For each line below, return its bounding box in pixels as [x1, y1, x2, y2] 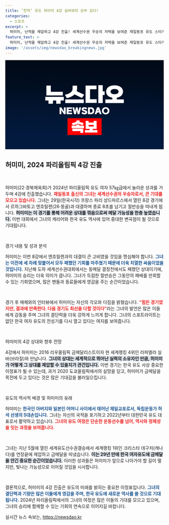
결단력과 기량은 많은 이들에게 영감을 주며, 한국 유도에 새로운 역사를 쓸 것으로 [5, 491, 152, 497]
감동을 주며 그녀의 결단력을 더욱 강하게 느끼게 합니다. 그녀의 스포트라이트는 [14, 312, 161, 318]
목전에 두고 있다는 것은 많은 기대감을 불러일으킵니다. [5, 374, 107, 380]
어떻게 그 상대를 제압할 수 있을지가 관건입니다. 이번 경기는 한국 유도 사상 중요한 [10, 362, 163, 368]
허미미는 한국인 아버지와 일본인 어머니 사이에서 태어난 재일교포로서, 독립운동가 [5, 406, 157, 412]
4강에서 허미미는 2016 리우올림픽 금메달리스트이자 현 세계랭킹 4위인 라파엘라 [5, 349, 157, 355]
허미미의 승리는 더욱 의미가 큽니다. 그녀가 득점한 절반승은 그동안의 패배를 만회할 [5, 273, 161, 279]
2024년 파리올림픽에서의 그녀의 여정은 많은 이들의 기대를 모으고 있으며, [20, 497, 160, 503]
